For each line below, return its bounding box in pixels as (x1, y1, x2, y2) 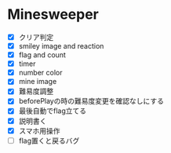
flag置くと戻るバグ (18, 136, 80, 145)
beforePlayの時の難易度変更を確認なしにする (18, 97, 164, 106)
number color (18, 68, 63, 78)
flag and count (18, 50, 66, 60)
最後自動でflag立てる (18, 106, 87, 115)
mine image (18, 77, 57, 86)
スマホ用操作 (18, 126, 60, 135)
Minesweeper (7, 5, 99, 24)
